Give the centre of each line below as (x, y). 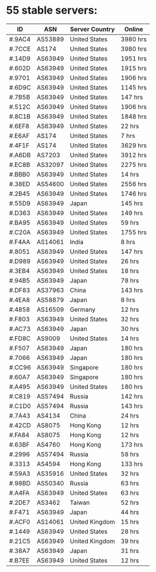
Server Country (93, 29)
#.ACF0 (20, 522)
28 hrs (130, 531)
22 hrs (130, 126)
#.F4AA (20, 242)
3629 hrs (134, 145)
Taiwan (80, 503)
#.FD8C (20, 338)
